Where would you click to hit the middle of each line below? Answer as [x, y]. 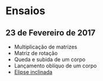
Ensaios [25, 11]
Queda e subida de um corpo [50, 59]
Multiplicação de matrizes [46, 47]
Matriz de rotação [36, 53]
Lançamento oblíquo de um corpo [55, 66]
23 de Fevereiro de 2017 [51, 33]
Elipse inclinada [33, 72]
